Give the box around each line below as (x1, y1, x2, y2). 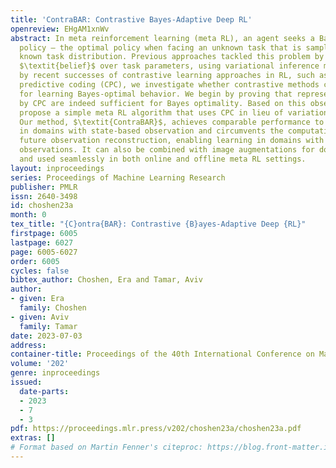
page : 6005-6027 (10, 247, 78, 257)
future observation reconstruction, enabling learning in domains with (19, 136, 325, 146)
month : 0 (10, 210, 47, 220)
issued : (10, 377, 43, 387)
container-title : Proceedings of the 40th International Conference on (10, 349, 315, 360)
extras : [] (10, 433, 56, 443)
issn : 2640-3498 (10, 191, 78, 201)
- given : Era (10, 294, 65, 304)
